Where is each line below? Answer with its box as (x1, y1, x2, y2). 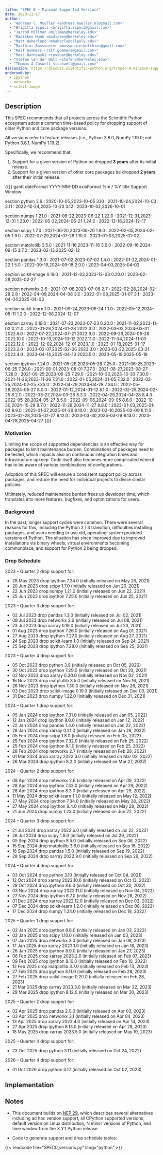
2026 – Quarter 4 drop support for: (5, 1057, 75, 1063)
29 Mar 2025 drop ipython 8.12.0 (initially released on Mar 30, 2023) (12, 989, 149, 995)
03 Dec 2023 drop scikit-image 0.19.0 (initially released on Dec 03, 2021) (12, 688, 158, 694)
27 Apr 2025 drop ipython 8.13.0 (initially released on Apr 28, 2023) (12, 1024, 147, 1030)
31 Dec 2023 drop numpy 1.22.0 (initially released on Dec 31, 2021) (12, 693, 146, 699)
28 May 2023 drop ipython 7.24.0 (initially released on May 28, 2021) (12, 578, 150, 584)
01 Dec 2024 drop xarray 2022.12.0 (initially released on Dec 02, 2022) (12, 898, 154, 904)
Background (5, 508, 35, 515)
